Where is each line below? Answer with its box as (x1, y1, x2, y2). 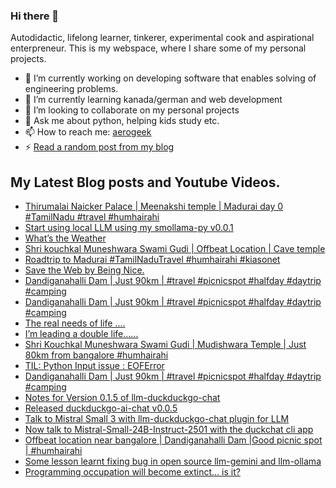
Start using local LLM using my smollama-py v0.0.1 (24, 222, 234, 234)
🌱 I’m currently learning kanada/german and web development (24, 94, 283, 106)
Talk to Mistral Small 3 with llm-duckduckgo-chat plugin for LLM (24, 413, 290, 425)
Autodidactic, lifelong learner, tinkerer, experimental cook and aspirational (10, 32, 315, 44)
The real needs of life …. (24, 317, 126, 329)
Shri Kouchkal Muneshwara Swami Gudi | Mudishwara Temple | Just (24, 339, 307, 351)
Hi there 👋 (10, 9, 60, 23)
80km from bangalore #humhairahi (24, 349, 169, 361)
